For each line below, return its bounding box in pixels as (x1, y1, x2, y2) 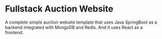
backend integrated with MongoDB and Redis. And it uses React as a (5, 24, 143, 30)
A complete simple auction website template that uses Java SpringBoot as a (5, 19, 157, 25)
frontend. (5, 29, 24, 35)
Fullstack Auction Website (5, 3, 113, 14)
